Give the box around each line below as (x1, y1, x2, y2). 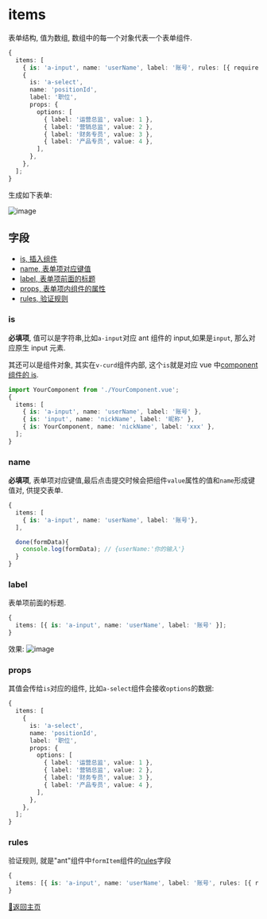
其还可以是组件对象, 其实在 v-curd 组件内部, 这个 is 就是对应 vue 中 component (8, 360, 258, 370)
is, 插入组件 (19, 253, 58, 264)
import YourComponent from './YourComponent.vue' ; (8, 385, 180, 393)
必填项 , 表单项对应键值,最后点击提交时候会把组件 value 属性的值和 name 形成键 (8, 475, 256, 485)
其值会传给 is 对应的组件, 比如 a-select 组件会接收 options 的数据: (8, 683, 215, 694)
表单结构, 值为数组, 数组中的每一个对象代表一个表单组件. (8, 33, 192, 42)
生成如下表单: (8, 190, 53, 200)
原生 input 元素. (14, 342, 66, 352)
